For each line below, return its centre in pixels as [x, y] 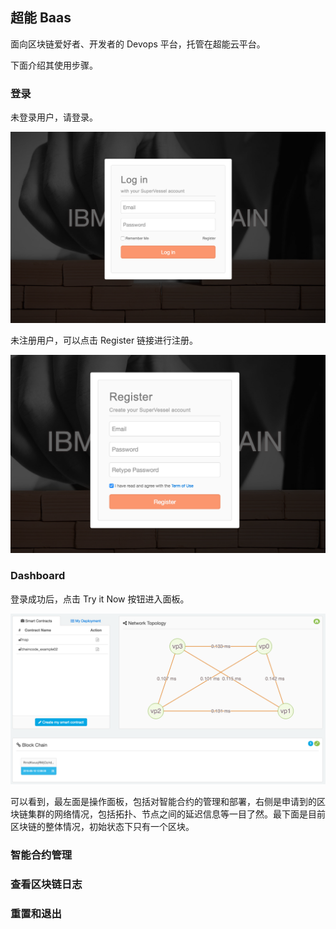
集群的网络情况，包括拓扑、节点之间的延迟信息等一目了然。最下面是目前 [176, 814]
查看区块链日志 [46, 884]
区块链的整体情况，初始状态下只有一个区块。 [102, 827]
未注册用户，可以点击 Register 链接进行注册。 [104, 340]
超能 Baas [41, 18]
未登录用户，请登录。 [54, 117]
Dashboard [38, 576]
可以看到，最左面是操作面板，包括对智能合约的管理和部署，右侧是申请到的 [163, 802]
